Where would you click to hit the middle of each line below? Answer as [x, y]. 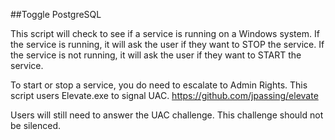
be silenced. [36, 125]
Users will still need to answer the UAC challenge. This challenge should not [167, 115]
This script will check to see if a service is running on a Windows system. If [165, 33]
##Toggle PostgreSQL [56, 14]
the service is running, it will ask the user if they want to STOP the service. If [167, 44]
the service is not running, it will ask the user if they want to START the [156, 55]
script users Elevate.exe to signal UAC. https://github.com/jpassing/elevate [164, 95]
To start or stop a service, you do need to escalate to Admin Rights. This [159, 85]
